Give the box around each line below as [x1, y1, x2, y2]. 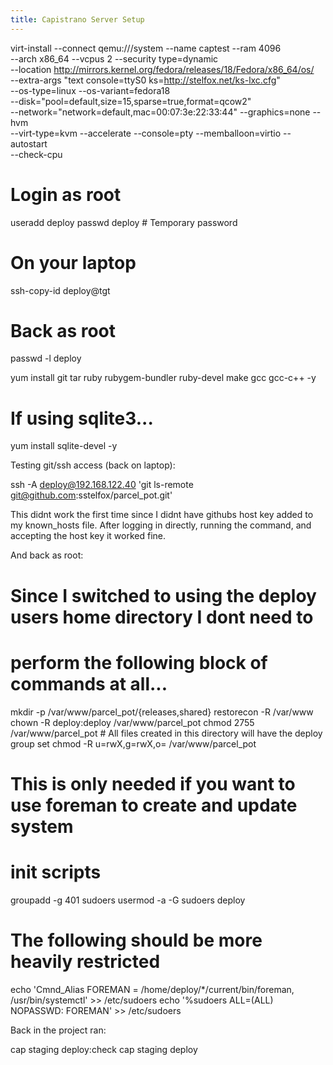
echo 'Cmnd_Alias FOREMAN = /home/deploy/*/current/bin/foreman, [10, 983, 295, 995]
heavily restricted [10, 950, 161, 973]
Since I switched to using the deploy [10, 584, 317, 607]
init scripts [10, 861, 102, 883]
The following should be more [10, 929, 263, 951]
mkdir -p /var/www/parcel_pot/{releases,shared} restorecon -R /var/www [10, 706, 314, 718]
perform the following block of [10, 651, 268, 674]
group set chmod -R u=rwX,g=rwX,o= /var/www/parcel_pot [10, 737, 257, 750]
